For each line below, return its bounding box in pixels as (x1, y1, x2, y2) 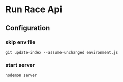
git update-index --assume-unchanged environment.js (5, 50, 118, 55)
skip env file (5, 39, 36, 46)
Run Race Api (5, 4, 63, 15)
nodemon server (5, 73, 37, 78)
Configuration (5, 24, 50, 32)
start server (5, 61, 35, 68)
